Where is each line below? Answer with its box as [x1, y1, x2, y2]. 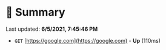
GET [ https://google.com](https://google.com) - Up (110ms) [14, 37, 161, 44]
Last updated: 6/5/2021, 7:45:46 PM [5, 25, 98, 33]
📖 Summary [5, 5, 65, 19]
